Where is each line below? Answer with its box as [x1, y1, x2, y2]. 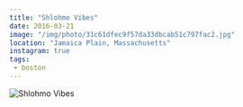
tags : [9, 55, 30, 64]
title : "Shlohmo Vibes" [9, 13, 99, 22]
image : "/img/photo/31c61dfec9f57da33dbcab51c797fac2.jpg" [9, 30, 236, 39]
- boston [13, 64, 47, 73]
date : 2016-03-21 [9, 22, 75, 31]
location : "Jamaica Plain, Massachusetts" [9, 38, 171, 48]
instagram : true [9, 47, 70, 56]
